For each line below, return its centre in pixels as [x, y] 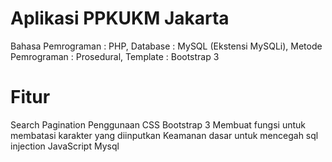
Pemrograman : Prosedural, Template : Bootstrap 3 [115, 56]
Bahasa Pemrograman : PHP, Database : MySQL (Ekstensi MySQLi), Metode [166, 46]
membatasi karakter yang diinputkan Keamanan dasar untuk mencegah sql [164, 135]
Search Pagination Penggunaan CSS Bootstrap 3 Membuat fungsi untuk [158, 124]
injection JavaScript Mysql [65, 146]
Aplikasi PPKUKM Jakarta [120, 18]
